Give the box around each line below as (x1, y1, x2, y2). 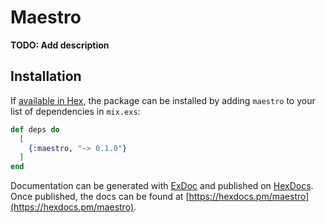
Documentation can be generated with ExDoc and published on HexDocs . (10, 180, 314, 192)
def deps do (10, 124, 60, 135)
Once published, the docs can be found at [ (10, 191, 190, 203)
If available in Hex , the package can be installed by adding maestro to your (10, 94, 316, 106)
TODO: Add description (10, 39, 110, 51)
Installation (10, 68, 82, 85)
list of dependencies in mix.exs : (10, 105, 141, 117)
